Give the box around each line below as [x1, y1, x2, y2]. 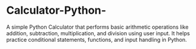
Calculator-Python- [6, 4, 106, 17]
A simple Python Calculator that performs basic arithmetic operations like [6, 23, 189, 30]
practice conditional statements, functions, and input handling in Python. [6, 36, 188, 43]
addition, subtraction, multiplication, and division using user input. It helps [6, 29, 191, 36]
